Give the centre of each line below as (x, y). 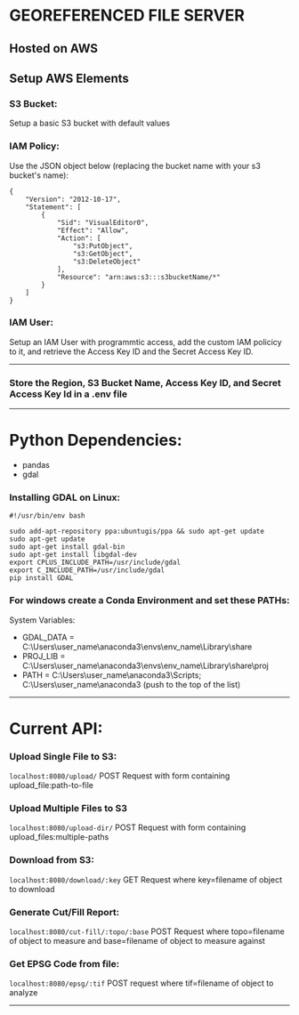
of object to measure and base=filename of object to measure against (137, 941)
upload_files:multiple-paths (59, 837)
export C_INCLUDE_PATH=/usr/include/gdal (87, 570)
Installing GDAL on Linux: (65, 497)
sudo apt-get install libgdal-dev (73, 555)
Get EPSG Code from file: (65, 963)
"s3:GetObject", (103, 254)
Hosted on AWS (54, 48)
